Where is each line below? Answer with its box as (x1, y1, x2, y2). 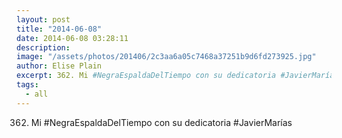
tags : (16, 80, 39, 90)
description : (16, 42, 71, 53)
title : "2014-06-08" (16, 24, 103, 34)
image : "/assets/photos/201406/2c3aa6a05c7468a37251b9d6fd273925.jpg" (16, 52, 317, 62)
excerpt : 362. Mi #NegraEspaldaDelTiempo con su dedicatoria (16, 71, 277, 81)
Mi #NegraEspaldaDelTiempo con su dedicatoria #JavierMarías (30, 116, 293, 128)
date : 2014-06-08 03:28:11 (16, 33, 129, 43)
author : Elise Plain (16, 61, 103, 71)
